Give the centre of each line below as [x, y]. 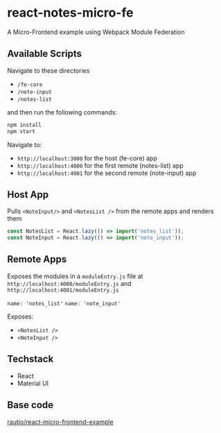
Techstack [30, 359]
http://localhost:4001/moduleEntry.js [63, 290]
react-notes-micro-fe [70, 13]
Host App [28, 195]
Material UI [33, 383]
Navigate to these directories [48, 70]
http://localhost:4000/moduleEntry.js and [69, 283]
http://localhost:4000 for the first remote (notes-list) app [100, 165]
